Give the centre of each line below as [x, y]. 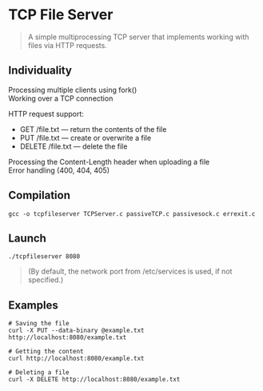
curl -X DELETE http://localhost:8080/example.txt [94, 380]
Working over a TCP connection [61, 98]
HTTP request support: [46, 114]
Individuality [40, 71]
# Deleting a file [39, 373]
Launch [27, 238]
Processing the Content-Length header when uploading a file [109, 162]
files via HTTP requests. [68, 45]
